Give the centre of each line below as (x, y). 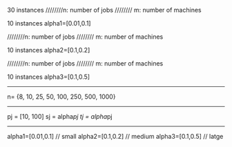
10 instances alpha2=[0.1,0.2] (49, 50)
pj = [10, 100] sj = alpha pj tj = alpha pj (60, 116)
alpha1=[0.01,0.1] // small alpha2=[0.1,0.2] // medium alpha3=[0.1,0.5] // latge (115, 136)
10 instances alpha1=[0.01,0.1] (49, 23)
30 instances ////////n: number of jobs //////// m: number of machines (104, 10)
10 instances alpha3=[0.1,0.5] (49, 77)
